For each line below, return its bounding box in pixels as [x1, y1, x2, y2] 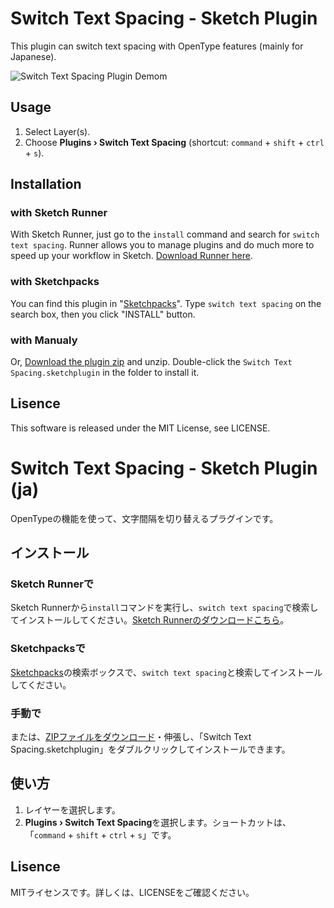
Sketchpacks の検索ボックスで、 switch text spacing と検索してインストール [10, 666, 323, 678]
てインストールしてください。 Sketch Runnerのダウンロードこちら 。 [10, 614, 290, 626]
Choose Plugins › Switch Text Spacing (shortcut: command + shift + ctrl [24, 136, 325, 148]
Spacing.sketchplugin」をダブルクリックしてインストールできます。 [10, 743, 291, 756]
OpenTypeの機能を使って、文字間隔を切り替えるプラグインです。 [10, 512, 279, 524]
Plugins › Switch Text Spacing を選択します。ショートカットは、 [24, 816, 292, 828]
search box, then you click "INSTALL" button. [10, 308, 196, 320]
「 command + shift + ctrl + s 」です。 [24, 828, 177, 841]
